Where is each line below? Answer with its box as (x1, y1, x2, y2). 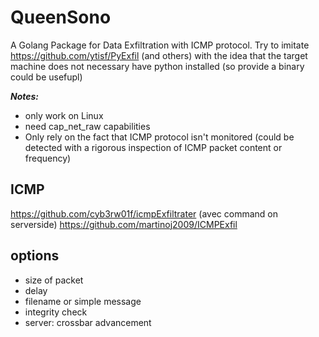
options (10, 247, 60, 265)
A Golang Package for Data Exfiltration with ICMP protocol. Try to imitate (10, 39, 310, 51)
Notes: (10, 90, 40, 102)
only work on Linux (24, 109, 104, 121)
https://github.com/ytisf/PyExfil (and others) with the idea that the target (10, 49, 308, 61)
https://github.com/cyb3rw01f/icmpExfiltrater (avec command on (10, 207, 278, 220)
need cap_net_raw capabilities (24, 120, 151, 132)
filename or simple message (24, 295, 142, 307)
